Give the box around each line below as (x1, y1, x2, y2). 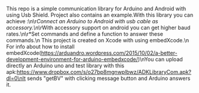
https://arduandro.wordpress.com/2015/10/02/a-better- (41, 49, 177, 56)
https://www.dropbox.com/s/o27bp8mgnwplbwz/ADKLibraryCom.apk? (17, 69, 192, 75)
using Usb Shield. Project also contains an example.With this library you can (6, 11, 194, 18)
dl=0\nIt (6, 75, 26, 82)
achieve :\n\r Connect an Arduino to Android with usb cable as (6, 18, 158, 24)
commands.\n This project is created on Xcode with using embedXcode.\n (6, 37, 189, 44)
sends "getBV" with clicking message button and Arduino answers (26, 75, 191, 82)
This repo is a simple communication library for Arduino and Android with (6, 5, 186, 12)
